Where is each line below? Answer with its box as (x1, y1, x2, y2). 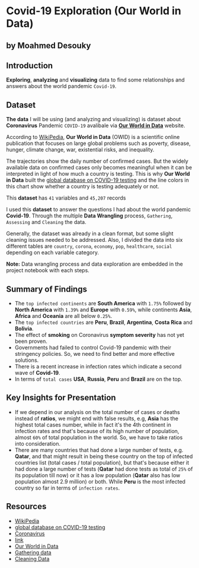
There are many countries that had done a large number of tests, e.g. (14, 446, 184, 453)
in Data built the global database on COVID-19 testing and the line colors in (6, 176, 190, 184)
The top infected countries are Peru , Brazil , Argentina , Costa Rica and (14, 319, 192, 326)
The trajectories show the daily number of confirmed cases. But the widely (6, 157, 188, 165)
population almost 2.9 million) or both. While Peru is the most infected (14, 478, 185, 485)
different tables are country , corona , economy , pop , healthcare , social (6, 242, 172, 250)
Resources (6, 501, 47, 512)
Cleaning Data (14, 555, 50, 562)
